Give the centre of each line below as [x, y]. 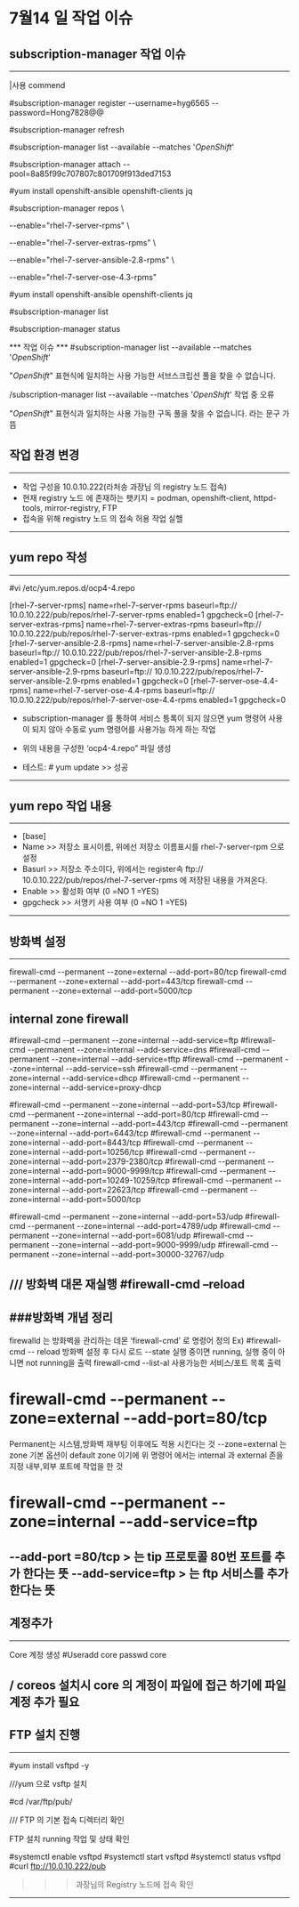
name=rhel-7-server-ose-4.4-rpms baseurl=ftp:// [124, 690]
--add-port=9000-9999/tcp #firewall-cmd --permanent [164, 1171]
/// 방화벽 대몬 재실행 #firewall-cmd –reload [127, 1285]
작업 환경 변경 [44, 455]
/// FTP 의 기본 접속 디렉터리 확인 [67, 1820]
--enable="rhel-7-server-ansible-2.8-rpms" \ [92, 260]
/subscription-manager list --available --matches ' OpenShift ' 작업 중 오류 [142, 394]
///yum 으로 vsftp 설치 [48, 1783]
